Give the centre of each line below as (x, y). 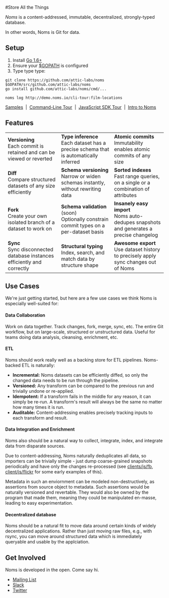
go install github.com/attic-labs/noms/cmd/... (56, 89)
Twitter (20, 590)
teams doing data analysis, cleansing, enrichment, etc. (62, 337)
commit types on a (83, 225)
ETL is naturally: (38, 365)
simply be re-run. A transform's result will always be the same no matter (87, 402)
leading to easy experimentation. (39, 503)
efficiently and (25, 262)
